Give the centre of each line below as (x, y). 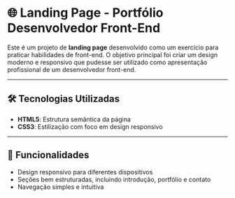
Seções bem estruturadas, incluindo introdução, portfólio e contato (114, 179)
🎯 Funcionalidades (48, 155)
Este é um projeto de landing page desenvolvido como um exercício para (113, 47)
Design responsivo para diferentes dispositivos (85, 172)
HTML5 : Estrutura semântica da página (74, 119)
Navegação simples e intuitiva (60, 187)
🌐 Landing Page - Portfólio (85, 13)
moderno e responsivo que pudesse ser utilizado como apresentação (107, 62)
